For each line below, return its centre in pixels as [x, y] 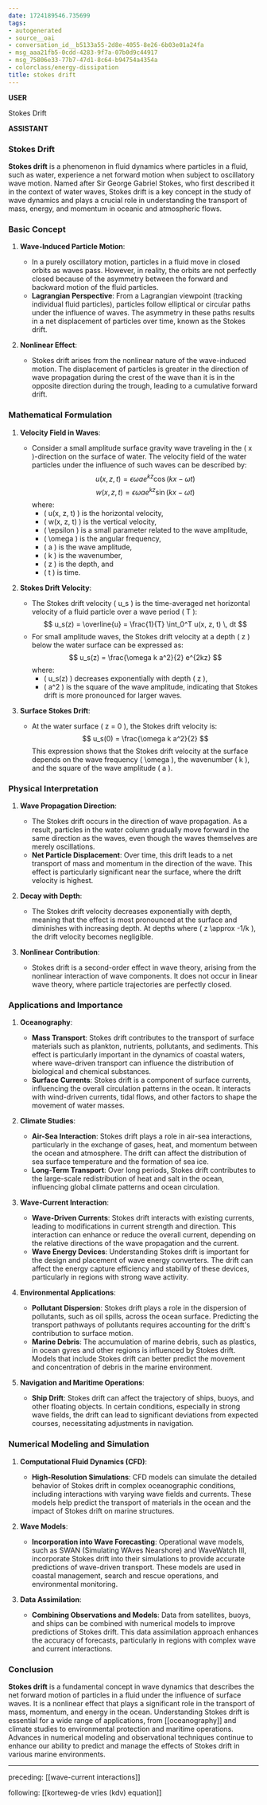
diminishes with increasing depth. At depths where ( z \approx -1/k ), [144, 928]
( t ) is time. [62, 572]
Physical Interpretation [54, 788]
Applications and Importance [66, 1006]
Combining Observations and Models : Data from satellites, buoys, [141, 1615]
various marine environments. [57, 1754]
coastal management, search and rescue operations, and [125, 1575]
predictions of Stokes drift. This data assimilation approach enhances [145, 1631]
